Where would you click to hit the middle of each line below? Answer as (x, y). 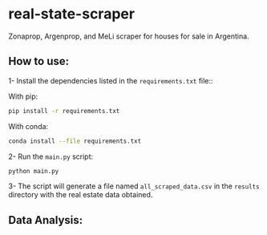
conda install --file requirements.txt (75, 141)
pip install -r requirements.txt (64, 111)
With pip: (23, 96)
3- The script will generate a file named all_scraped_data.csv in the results (134, 186)
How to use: (39, 61)
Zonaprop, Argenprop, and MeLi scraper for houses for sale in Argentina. (129, 36)
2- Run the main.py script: (51, 156)
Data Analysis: (46, 220)
